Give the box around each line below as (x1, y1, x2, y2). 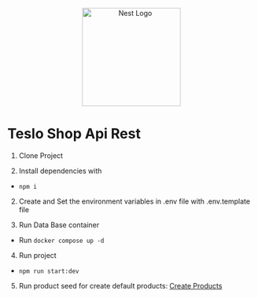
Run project (18, 250, 57, 259)
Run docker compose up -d (18, 235, 105, 245)
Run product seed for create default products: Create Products (18, 281, 223, 290)
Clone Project (18, 150, 64, 160)
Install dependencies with (18, 166, 102, 175)
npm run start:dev (18, 267, 79, 275)
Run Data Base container (18, 220, 100, 230)
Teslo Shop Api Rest (7, 125, 141, 143)
